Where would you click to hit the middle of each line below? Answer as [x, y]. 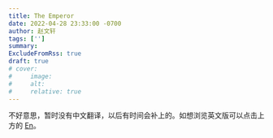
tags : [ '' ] [27, 39]
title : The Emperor [41, 16]
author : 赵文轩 [32, 31]
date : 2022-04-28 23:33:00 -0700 [65, 24]
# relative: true [45, 91]
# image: [30, 76]
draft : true [28, 62]
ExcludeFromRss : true [45, 54]
